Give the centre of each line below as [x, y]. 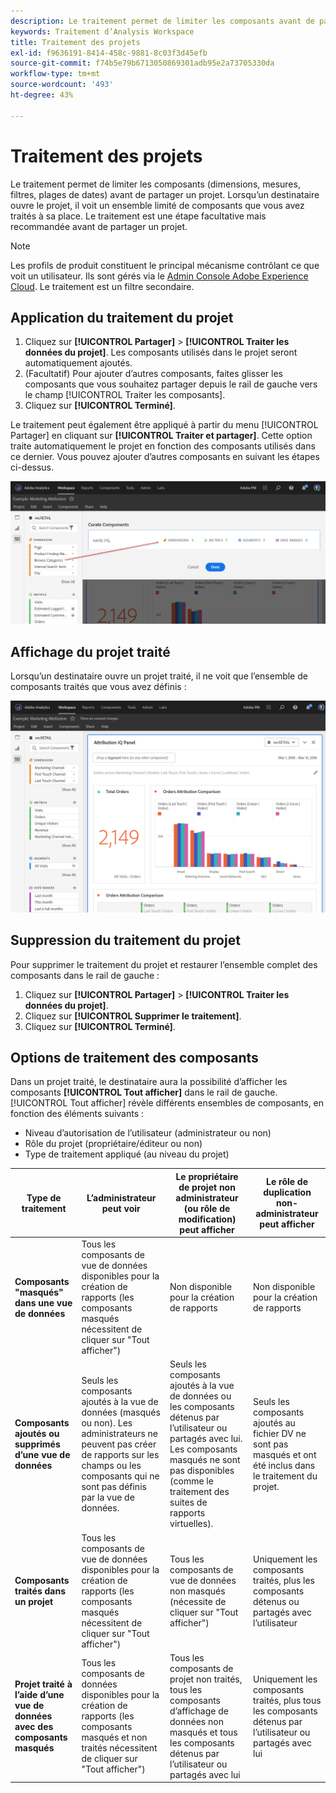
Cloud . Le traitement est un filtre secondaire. [102, 286]
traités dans [40, 1591]
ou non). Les [107, 1422]
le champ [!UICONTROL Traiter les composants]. [125, 395]
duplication [287, 1192]
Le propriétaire [207, 1176]
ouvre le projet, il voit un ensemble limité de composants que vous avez [157, 205]
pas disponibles [202, 1471]
